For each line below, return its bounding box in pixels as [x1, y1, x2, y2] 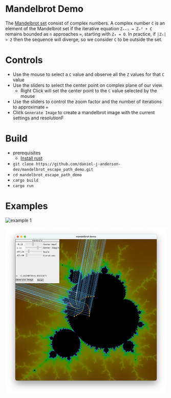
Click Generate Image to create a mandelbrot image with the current [12, 109, 155, 115]
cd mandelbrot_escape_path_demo [12, 172, 82, 177]
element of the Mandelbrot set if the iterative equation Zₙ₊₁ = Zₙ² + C [5, 25, 153, 31]
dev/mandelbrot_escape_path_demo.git [12, 167, 94, 172]
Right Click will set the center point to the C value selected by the [20, 88, 157, 94]
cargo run [12, 183, 34, 188]
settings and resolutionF [12, 115, 64, 121]
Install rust [20, 155, 42, 161]
